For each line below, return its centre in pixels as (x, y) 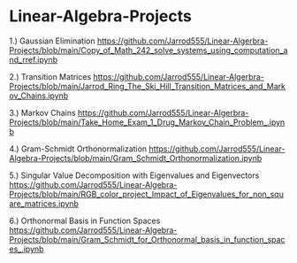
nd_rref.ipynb (34, 59)
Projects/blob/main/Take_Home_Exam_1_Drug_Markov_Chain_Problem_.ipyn (147, 122)
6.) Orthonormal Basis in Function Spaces (85, 220)
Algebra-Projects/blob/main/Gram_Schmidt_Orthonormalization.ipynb (136, 158)
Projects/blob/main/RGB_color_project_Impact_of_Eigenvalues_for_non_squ (147, 194)
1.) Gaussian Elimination (52, 41)
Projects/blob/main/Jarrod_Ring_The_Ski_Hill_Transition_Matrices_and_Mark (147, 86)
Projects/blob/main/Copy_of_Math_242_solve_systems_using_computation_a (148, 50)
